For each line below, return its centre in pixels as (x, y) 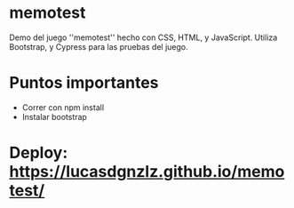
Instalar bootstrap (54, 116)
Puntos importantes (84, 83)
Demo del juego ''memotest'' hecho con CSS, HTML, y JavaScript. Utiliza (143, 37)
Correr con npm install (63, 107)
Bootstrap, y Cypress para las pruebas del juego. (99, 46)
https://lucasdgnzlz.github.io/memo (147, 172)
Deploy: (39, 153)
